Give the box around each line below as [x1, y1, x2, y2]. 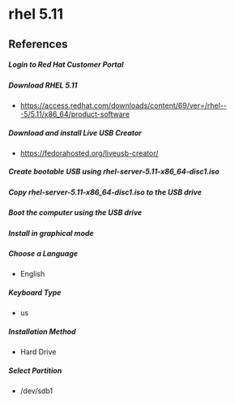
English [19, 269, 45, 279]
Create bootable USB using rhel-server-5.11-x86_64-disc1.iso [8, 167, 220, 177]
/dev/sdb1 [19, 386, 53, 396]
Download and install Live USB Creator [8, 127, 142, 138]
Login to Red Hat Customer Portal [8, 60, 124, 70]
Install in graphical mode [8, 228, 95, 238]
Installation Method [8, 326, 76, 337]
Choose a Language [8, 248, 79, 258]
